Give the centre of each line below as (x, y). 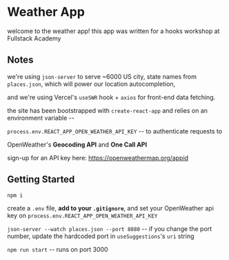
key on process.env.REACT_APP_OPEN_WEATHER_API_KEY (82, 215)
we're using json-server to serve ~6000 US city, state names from (102, 76)
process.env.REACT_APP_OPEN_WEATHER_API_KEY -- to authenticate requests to (115, 131)
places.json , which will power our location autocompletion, (91, 84)
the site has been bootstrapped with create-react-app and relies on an (108, 110)
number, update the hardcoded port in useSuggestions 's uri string (101, 236)
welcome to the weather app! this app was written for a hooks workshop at (113, 31)
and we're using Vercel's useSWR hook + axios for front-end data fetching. (111, 97)
